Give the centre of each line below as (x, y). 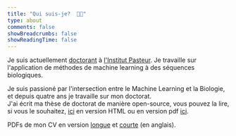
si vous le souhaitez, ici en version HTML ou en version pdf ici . (98, 111)
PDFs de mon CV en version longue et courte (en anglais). (92, 125)
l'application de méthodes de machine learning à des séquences (101, 68)
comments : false (31, 27)
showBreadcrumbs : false (42, 33)
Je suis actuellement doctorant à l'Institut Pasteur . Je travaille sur (102, 60)
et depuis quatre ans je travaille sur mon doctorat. (80, 97)
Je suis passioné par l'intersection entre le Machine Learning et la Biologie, (116, 89)
